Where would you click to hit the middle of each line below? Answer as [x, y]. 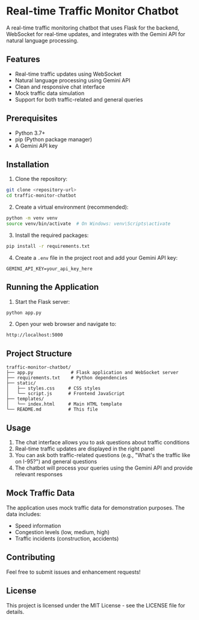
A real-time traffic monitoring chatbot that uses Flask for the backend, [93, 28]
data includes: [24, 514]
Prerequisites [32, 118]
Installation [28, 164]
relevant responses [39, 474]
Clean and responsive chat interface [60, 87]
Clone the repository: [41, 179]
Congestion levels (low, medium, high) [62, 532]
